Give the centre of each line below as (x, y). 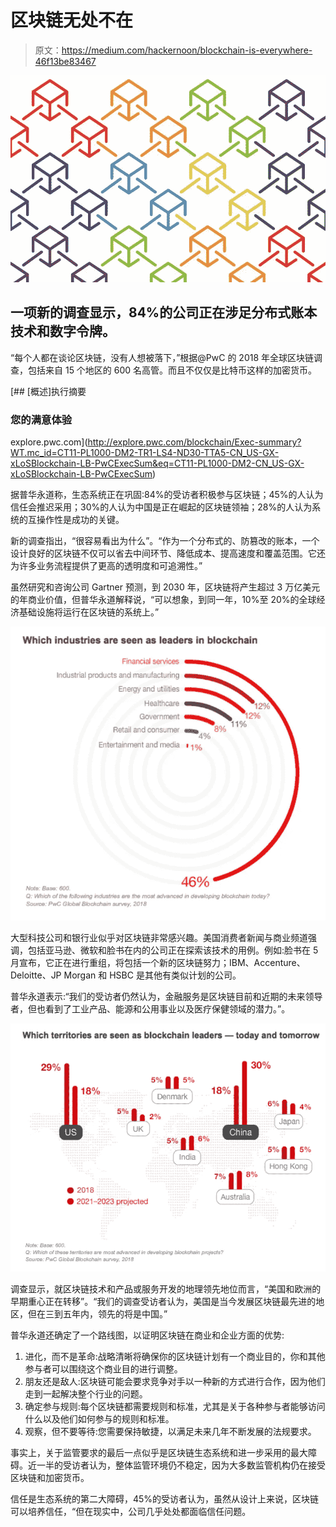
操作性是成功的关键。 (80, 519)
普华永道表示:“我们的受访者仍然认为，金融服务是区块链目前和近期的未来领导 (166, 997)
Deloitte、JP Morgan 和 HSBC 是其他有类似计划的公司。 (126, 975)
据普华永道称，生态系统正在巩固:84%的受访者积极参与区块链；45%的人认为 (167, 494)
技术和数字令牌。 (63, 331)
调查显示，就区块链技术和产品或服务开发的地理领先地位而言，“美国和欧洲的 (166, 1289)
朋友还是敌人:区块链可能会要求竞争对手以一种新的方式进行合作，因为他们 (175, 1382)
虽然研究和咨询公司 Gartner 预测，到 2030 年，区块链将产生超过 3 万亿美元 (165, 587)
